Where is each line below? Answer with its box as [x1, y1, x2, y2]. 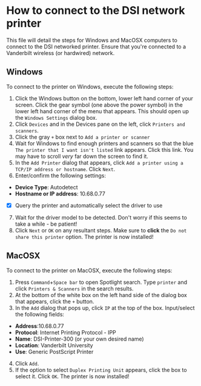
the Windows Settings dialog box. [15, 114, 97, 121]
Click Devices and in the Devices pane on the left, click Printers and [15, 120, 186, 128]
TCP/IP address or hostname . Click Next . [15, 165, 116, 172]
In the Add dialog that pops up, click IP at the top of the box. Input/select [15, 304, 195, 312]
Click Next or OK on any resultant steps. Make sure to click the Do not [15, 226, 187, 234]
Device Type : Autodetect [15, 183, 78, 191]
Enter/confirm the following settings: [15, 172, 106, 179]
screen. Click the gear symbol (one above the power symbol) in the [15, 101, 183, 108]
